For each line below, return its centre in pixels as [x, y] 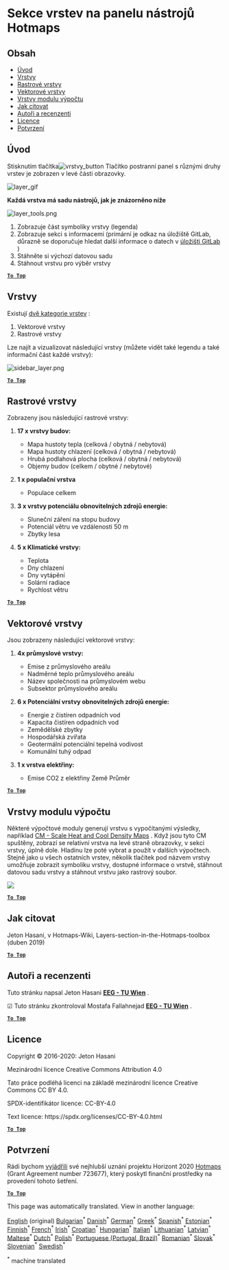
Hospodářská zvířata [57, 737]
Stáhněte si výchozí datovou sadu [65, 255]
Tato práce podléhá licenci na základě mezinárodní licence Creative [103, 1083]
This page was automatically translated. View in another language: [101, 1206]
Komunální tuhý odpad [59, 752]
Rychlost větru [48, 590]
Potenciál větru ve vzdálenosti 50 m [78, 527]
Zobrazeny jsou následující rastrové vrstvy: [68, 418]
